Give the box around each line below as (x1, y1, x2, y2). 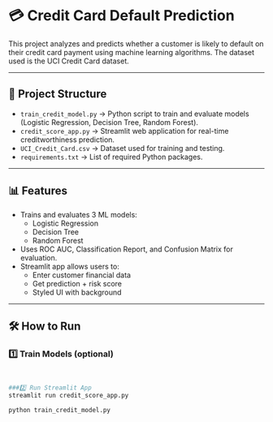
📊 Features (8, 184, 67, 198)
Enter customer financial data (32, 269, 132, 280)
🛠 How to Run (8, 319, 81, 333)
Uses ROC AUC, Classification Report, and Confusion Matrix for (19, 244, 234, 254)
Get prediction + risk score (32, 278, 123, 288)
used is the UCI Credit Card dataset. (8, 56, 130, 66)
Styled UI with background (32, 287, 122, 297)
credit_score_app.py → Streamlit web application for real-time (19, 126, 229, 136)
